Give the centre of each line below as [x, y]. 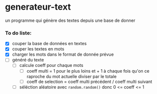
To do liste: [18, 33]
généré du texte [28, 60]
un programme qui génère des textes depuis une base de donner [70, 20]
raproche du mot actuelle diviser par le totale [71, 76]
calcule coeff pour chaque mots [51, 65]
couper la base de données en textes [49, 44]
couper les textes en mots [38, 49]
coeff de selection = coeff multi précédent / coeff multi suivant [89, 81]
